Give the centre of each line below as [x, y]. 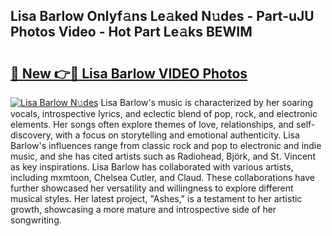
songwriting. [36, 220]
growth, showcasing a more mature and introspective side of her [143, 209]
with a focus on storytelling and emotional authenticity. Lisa [177, 135]
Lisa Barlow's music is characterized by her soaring [206, 102]
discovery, [32, 135]
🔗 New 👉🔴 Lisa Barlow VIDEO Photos [129, 73]
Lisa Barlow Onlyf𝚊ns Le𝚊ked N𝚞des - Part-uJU [162, 16]
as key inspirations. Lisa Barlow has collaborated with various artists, [152, 167]
